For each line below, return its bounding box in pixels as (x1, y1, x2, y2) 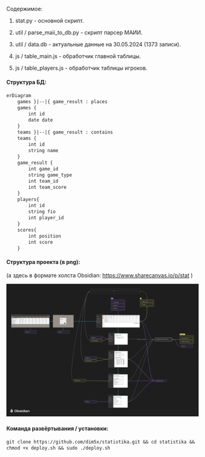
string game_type (28, 172, 72, 178)
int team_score (28, 185, 67, 191)
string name (28, 148, 59, 154)
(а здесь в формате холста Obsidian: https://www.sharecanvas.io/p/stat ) (6, 272, 193, 279)
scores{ (17, 227, 37, 233)
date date (28, 117, 53, 123)
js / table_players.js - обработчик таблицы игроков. (15, 64, 148, 71)
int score (28, 239, 53, 246)
